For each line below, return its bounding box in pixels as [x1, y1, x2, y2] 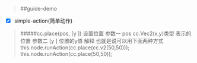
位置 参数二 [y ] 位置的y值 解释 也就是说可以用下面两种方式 [20, 37, 164, 45]
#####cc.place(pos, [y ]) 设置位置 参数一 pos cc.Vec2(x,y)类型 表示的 [20, 30, 192, 37]
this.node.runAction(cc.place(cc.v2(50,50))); [20, 44, 130, 51]
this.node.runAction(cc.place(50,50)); [20, 51, 113, 58]
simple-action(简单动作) [14, 17, 73, 24]
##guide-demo [20, 5, 58, 12]
